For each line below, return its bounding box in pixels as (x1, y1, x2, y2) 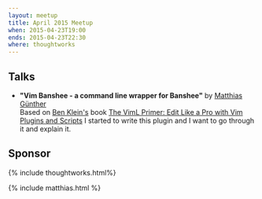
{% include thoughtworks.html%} (8, 168, 116, 177)
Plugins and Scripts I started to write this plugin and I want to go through (19, 116, 255, 125)
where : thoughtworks (8, 41, 76, 49)
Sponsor (8, 147, 51, 160)
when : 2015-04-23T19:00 (8, 26, 87, 34)
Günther (19, 99, 47, 109)
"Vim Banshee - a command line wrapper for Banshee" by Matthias (19, 90, 242, 100)
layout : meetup (8, 11, 58, 20)
